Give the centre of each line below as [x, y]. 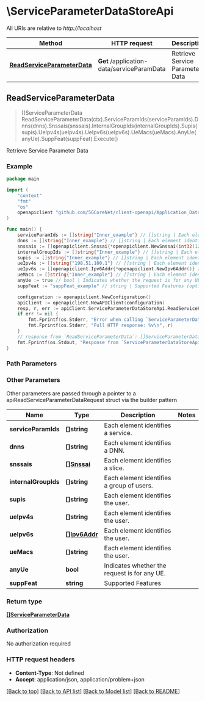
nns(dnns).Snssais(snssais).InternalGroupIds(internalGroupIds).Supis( [109, 126]
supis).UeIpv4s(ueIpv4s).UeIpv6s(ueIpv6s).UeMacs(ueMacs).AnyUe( [109, 132]
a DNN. [114, 450]
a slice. [114, 468]
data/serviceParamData [132, 68]
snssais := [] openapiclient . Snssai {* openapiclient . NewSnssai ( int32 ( [106, 246]
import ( [17, 190]
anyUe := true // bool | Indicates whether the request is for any [105, 281]
